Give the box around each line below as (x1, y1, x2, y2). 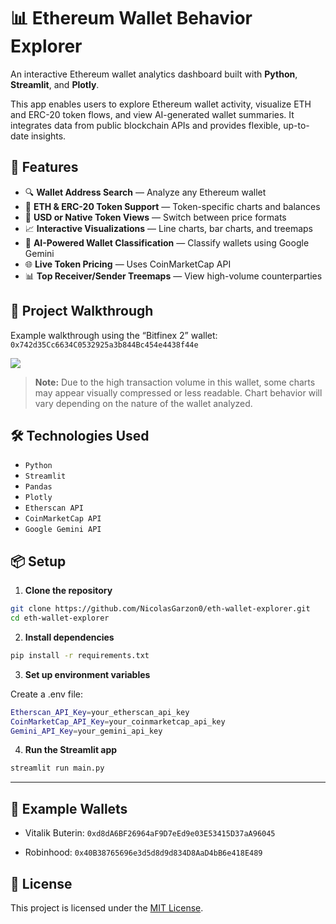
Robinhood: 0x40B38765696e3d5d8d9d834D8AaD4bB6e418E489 (24, 846, 263, 859)
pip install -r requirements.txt (10, 650, 150, 660)
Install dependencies (24, 631, 115, 643)
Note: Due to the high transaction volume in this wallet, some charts (34, 376, 316, 388)
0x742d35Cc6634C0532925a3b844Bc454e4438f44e (10, 340, 199, 350)
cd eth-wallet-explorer (10, 613, 110, 624)
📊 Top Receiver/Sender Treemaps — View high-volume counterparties (24, 270, 323, 282)
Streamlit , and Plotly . (10, 78, 100, 90)
